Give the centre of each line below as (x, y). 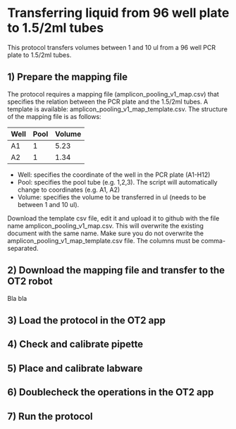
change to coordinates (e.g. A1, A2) (69, 189)
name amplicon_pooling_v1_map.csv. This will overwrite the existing (106, 225)
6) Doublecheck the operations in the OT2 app (111, 392)
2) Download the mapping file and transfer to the (116, 270)
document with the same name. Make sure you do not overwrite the (106, 233)
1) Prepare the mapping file (68, 77)
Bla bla (17, 298)
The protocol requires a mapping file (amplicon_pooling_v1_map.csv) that (113, 94)
